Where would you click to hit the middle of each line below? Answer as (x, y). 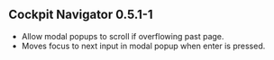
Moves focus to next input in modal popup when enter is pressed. (143, 46)
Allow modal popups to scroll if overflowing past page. (123, 36)
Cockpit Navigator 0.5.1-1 (81, 15)
